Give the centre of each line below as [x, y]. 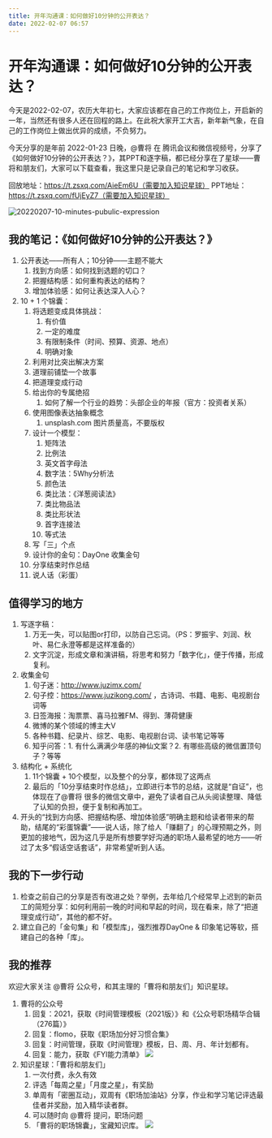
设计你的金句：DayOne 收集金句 [86, 555]
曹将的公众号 [41, 1003]
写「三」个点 [54, 545]
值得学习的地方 [46, 603]
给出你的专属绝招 [61, 392]
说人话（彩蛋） [57, 575]
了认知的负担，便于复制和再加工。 [89, 807]
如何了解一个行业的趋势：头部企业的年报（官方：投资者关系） [148, 403]
